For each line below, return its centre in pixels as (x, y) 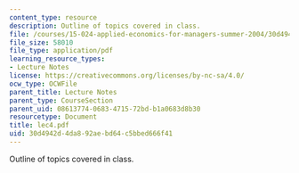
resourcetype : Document (53, 117)
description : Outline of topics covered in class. (105, 26)
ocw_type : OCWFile (43, 84)
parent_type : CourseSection (61, 100)
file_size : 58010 (41, 42)
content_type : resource (53, 17)
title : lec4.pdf (39, 126)
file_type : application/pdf (61, 51)
